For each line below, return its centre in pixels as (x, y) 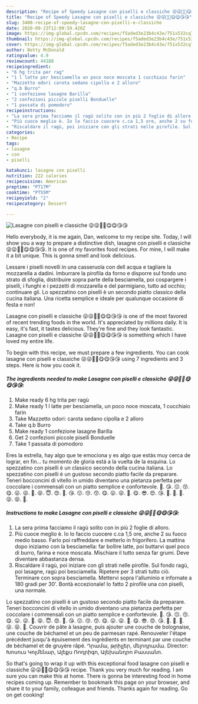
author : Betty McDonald (35, 50)
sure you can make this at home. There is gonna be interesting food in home (99, 676)
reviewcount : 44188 (30, 61)
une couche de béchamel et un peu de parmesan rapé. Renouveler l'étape (96, 633)
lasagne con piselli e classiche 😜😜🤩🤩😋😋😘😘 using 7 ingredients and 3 (95, 359)
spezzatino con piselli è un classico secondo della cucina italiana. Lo (89, 468)
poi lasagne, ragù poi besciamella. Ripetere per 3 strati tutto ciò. (92, 572)
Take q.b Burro (33, 425)
